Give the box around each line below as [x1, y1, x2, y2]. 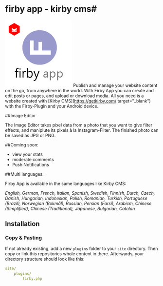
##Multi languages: [5, 171, 44, 177]
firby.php [22, 276, 42, 281]
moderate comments [12, 156, 54, 162]
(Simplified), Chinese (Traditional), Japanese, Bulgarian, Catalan [5, 205, 135, 211]
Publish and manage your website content [72, 82, 158, 88]
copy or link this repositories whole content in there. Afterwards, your [5, 250, 145, 257]
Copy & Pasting [5, 234, 42, 241]
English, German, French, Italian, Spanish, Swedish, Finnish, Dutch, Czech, [5, 190, 155, 196]
